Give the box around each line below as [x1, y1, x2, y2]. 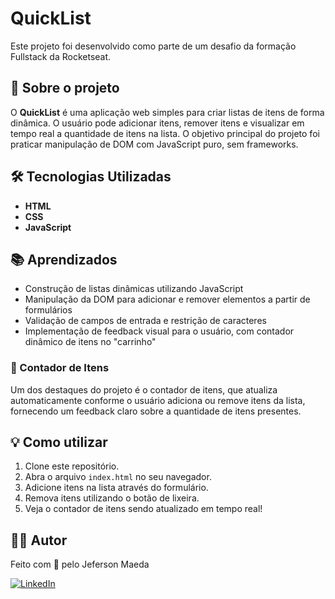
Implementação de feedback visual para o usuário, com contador [24, 325, 295, 337]
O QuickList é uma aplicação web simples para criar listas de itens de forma [10, 106, 325, 118]
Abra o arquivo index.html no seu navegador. [24, 471, 212, 483]
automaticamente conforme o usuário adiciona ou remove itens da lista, [10, 394, 306, 406]
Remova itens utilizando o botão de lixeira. [24, 492, 200, 504]
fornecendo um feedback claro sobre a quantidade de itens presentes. [10, 405, 302, 417]
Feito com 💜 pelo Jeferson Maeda [10, 558, 150, 571]
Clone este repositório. [24, 460, 120, 472]
